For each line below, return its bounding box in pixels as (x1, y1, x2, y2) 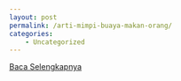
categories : (9, 29, 53, 38)
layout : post (9, 12, 58, 22)
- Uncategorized (25, 37, 86, 47)
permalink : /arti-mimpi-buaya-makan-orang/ (9, 21, 173, 30)
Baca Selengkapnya (9, 62, 83, 72)
